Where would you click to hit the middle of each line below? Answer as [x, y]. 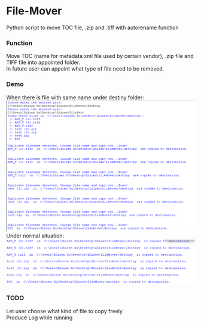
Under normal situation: [35, 236]
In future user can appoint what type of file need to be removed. [85, 69]
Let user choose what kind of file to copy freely [64, 311]
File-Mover [34, 11]
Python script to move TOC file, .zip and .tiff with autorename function [92, 27]
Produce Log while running [39, 317]
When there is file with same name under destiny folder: [75, 97]
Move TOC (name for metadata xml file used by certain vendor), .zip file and [100, 56]
